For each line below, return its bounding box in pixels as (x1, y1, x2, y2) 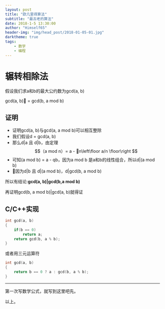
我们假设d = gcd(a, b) (12, 134, 56, 140)
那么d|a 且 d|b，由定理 (12, 140, 58, 145)
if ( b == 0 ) (14, 227, 36, 232)
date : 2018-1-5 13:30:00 (5, 21, 56, 26)
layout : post (5, 7, 32, 12)
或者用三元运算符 (5, 251, 40, 256)
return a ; (23, 232, 43, 237)
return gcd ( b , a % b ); (14, 236, 60, 241)
